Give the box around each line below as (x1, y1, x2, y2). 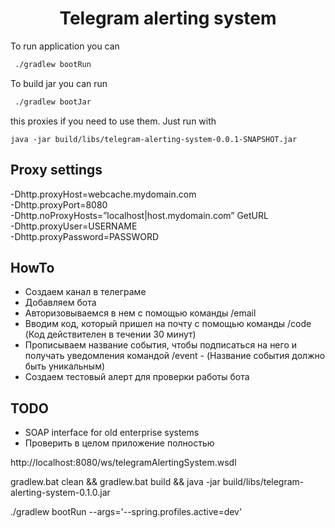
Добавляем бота (24, 297, 97, 309)
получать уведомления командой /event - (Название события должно (24, 350, 326, 362)
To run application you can (10, 40, 120, 52)
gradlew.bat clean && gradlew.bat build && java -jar (10, 476, 221, 488)
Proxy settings (10, 162, 103, 179)
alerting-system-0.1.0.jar (10, 487, 111, 499)
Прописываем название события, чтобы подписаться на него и (24, 339, 298, 351)
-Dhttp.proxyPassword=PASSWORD (10, 230, 160, 242)
